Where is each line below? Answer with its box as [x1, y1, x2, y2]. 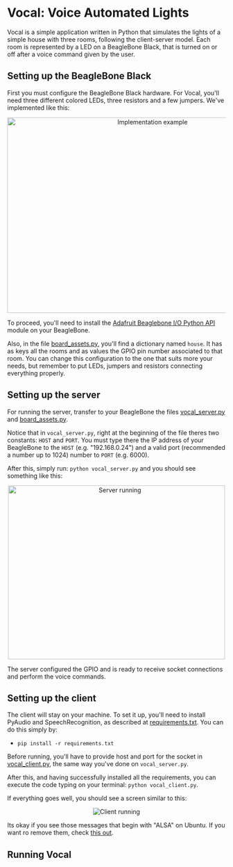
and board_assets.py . [7, 415, 68, 423]
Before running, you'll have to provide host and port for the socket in [7, 752, 203, 761]
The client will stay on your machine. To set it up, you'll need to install [7, 711, 206, 719]
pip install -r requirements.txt [17, 740, 114, 747]
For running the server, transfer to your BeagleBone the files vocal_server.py [7, 407, 225, 416]
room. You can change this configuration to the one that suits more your [7, 354, 213, 362]
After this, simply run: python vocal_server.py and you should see [7, 464, 196, 472]
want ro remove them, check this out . [7, 829, 114, 837]
